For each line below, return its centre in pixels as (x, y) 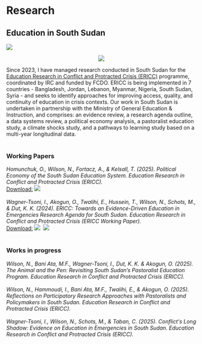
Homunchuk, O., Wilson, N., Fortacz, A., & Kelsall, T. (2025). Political (91, 169)
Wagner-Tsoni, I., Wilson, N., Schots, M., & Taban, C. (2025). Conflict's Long (101, 321)
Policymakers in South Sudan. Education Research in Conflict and (88, 302)
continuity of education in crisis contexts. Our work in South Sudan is (92, 102)
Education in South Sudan (56, 33)
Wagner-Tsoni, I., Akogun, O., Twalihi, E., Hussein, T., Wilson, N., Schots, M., (101, 202)
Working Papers (30, 156)
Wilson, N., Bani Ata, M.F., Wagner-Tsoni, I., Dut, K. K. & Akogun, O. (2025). (100, 264)
